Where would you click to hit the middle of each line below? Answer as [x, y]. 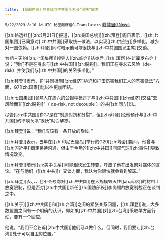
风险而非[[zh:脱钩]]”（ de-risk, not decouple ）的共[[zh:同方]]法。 [72, 104]
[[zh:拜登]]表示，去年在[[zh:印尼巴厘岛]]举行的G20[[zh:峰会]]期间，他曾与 [80, 141]
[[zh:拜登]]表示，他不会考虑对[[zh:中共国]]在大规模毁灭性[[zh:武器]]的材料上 [82, 181]
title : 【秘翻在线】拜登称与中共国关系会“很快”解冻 [52, 10]
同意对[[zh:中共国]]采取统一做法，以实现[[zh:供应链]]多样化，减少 [92, 41]
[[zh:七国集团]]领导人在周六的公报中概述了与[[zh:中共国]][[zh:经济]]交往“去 [81, 98]
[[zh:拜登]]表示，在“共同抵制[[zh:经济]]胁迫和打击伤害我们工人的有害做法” [80, 81]
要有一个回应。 [29, 217]
